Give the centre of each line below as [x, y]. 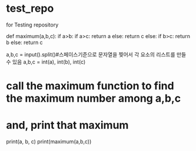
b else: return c [24, 42]
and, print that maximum [67, 125]
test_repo [30, 9]
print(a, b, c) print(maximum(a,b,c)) [49, 142]
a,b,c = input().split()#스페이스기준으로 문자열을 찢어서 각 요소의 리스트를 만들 [96, 54]
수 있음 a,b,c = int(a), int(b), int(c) [46, 62]
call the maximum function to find [90, 86]
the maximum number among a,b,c [94, 98]
